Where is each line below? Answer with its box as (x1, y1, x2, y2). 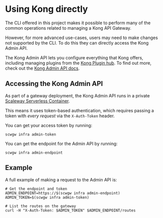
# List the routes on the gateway (5, 204, 77, 209)
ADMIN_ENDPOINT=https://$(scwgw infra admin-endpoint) (5, 190, 121, 196)
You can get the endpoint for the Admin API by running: (5, 140, 118, 146)
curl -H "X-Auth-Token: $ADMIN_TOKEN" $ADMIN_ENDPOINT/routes (5, 208, 136, 213)
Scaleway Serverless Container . (5, 98, 70, 104)
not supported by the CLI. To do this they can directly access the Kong (5, 40, 149, 45)
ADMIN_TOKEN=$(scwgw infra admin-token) (5, 195, 90, 200)
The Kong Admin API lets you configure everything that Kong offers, (5, 54, 143, 60)
